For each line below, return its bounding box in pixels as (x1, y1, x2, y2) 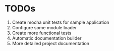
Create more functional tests (12, 30, 72, 36)
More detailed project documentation (12, 40, 89, 46)
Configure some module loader (12, 24, 77, 30)
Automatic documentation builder (12, 35, 82, 41)
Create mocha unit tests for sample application (12, 19, 109, 25)
